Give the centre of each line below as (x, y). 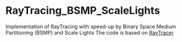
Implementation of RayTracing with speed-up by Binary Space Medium (91, 26)
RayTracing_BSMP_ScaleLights (83, 11)
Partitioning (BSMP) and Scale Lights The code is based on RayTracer (90, 32)
